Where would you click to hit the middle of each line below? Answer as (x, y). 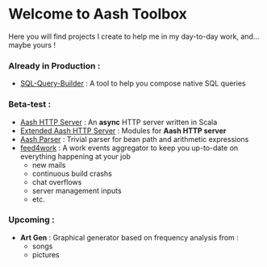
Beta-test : (29, 104)
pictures (46, 254)
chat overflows (57, 181)
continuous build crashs (72, 173)
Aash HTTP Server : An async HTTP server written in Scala (119, 122)
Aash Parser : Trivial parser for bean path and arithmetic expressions (134, 139)
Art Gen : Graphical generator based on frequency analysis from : (129, 237)
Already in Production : (54, 65)
